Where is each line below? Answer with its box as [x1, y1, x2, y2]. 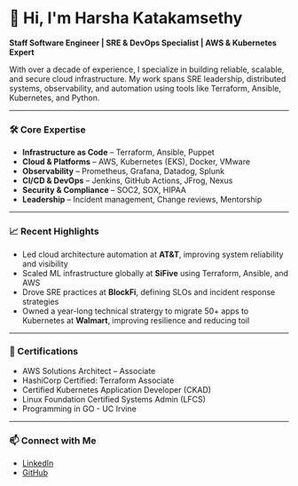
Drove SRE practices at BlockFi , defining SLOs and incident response [21, 286, 276, 297]
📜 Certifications [9, 346, 79, 358]
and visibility [21, 258, 68, 269]
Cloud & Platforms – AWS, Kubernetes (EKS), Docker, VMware [21, 156, 251, 167]
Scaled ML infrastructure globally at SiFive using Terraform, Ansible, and [21, 267, 289, 278]
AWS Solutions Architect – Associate [21, 365, 156, 376]
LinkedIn [21, 458, 54, 469]
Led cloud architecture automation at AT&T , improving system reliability [21, 249, 284, 259]
